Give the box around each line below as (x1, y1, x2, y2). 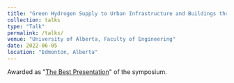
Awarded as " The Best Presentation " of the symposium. (7, 67, 167, 76)
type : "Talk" (7, 23, 45, 30)
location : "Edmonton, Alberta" (7, 49, 98, 56)
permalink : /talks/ (7, 29, 64, 37)
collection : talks (7, 17, 61, 24)
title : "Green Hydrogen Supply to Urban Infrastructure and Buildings (7, 10, 217, 17)
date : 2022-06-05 (7, 42, 58, 49)
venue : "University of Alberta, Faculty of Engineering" (7, 36, 176, 43)
